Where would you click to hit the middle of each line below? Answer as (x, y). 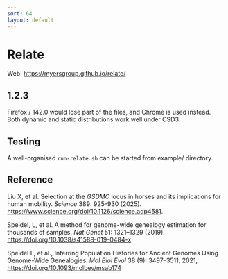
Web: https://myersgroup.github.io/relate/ (67, 74)
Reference (30, 180)
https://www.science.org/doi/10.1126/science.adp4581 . (85, 211)
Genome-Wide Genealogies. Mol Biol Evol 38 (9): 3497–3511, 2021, (103, 260)
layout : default (30, 20)
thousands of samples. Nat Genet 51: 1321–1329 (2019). (86, 232)
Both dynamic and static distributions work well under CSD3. (94, 119)
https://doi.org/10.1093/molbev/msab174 (64, 267)
